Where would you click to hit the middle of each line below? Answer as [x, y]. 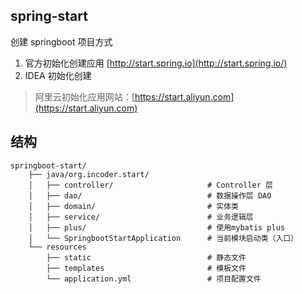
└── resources [57, 247]
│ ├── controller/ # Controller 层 [150, 185]
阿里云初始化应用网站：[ [84, 96]
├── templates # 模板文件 [146, 268]
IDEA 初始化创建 [58, 75]
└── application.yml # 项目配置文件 [154, 279]
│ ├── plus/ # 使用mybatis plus [156, 227]
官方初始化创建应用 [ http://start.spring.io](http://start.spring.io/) [156, 63]
